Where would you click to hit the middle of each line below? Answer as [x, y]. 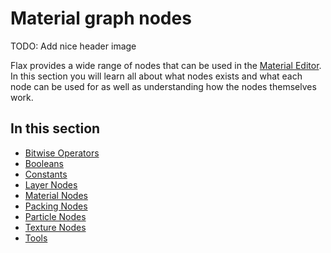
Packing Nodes [56, 206]
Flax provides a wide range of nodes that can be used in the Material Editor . [166, 65]
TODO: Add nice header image [73, 46]
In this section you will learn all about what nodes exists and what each [156, 76]
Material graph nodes [101, 18]
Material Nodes [56, 195]
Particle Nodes [55, 216]
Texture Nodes [55, 227]
